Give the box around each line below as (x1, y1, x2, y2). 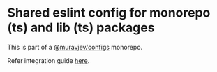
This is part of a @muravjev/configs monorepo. (7, 43, 143, 51)
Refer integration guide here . (7, 56, 90, 64)
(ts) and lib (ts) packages (7, 20, 155, 36)
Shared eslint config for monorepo (7, 5, 211, 21)
